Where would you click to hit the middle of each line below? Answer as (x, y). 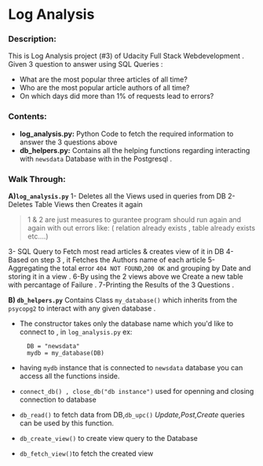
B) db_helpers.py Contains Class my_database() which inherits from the (123, 300)
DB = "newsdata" (53, 347)
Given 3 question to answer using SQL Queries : (86, 64)
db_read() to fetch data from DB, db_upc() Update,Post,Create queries (132, 415)
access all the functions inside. (69, 376)
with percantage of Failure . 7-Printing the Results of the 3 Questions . (121, 285)
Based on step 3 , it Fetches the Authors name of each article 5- (112, 260)
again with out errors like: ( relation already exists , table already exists (141, 228)
